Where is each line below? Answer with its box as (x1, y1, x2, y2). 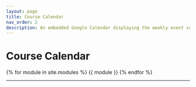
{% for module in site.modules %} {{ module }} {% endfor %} (6, 69, 153, 76)
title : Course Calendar (6, 14, 64, 20)
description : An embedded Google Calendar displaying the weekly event (6, 24, 184, 31)
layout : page (6, 8, 38, 14)
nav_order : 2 (6, 19, 38, 25)
